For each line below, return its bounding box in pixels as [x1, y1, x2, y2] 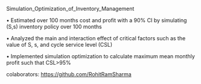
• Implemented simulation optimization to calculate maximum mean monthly [6, 53, 195, 59]
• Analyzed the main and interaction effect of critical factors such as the [6, 35, 186, 41]
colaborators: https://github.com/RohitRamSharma [6, 71, 132, 77]
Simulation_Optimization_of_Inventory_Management [6, 5, 135, 12]
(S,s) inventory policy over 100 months [6, 23, 103, 30]
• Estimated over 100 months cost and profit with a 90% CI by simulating [6, 17, 187, 23]
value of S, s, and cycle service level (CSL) [6, 41, 113, 48]
